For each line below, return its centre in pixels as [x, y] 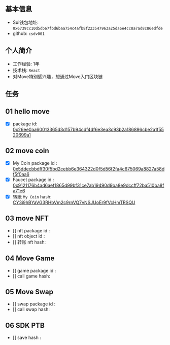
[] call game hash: [31, 276]
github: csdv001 [28, 33]
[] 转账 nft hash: [29, 242]
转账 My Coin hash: [32, 196]
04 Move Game [30, 258]
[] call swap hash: [31, 309]
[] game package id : [34, 270]
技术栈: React [26, 70]
